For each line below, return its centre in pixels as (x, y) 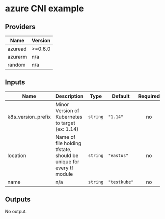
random (16, 65)
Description (69, 96)
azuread (17, 49)
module (64, 174)
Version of (68, 110)
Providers (20, 27)
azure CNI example (45, 9)
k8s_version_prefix (29, 117)
